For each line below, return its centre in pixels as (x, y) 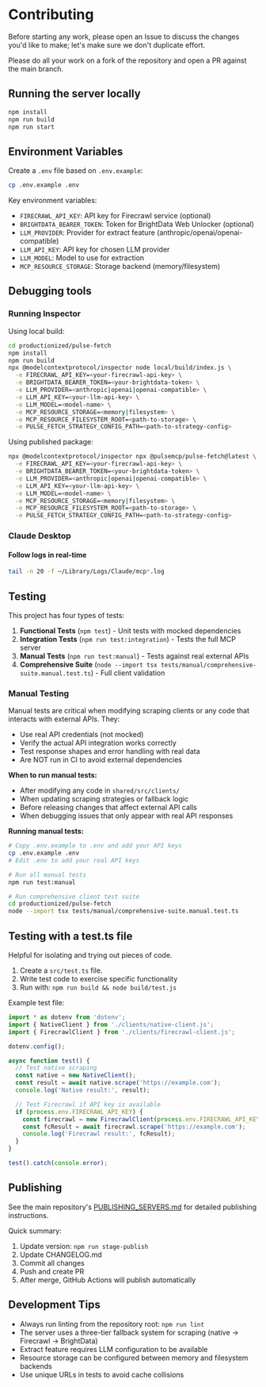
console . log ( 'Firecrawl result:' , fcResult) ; (99, 1134)
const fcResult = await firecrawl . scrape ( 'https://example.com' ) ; (134, 1127)
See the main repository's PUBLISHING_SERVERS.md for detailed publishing (133, 1207)
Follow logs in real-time (47, 555)
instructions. (28, 1215)
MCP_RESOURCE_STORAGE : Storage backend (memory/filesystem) (120, 267)
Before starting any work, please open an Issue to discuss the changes (124, 36)
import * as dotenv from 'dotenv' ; (67, 1017)
